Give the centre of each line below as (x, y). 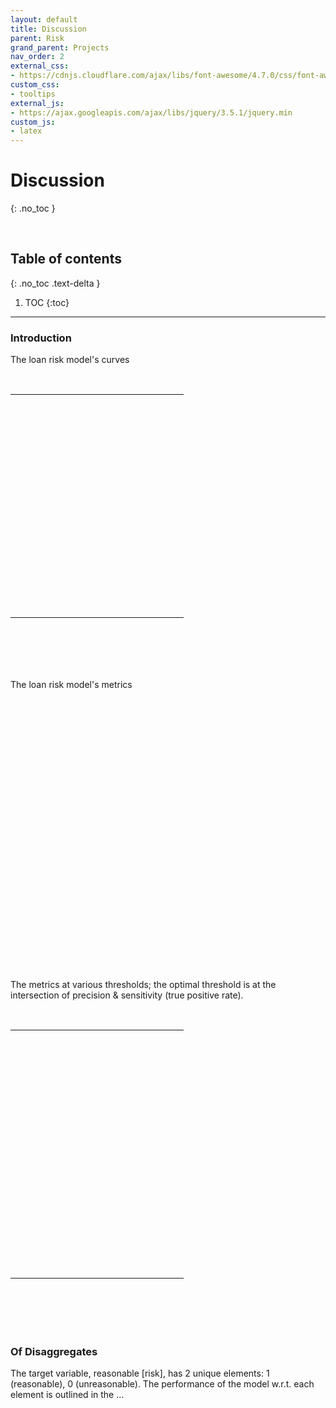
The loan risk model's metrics (71, 685)
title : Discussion (48, 29)
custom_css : (35, 85)
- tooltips (33, 94)
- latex (26, 131)
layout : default (44, 19)
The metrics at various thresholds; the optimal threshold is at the (143, 985)
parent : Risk (37, 38)
